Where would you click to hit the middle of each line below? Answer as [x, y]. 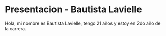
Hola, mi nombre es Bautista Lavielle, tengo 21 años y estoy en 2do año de [83, 23]
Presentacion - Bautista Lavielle [73, 9]
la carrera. [16, 28]
